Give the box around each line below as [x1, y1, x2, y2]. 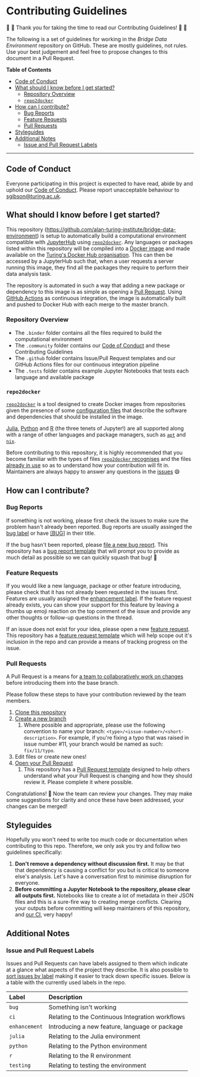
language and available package [14, 373, 95, 380]
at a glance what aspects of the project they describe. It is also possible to [6, 966, 189, 973]
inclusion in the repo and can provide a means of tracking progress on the [6, 638, 187, 645]
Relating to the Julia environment [48, 1032, 141, 1040]
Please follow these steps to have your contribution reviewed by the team [6, 691, 186, 698]
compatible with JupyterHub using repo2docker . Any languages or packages [6, 238, 193, 245]
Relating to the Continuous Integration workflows [48, 1013, 186, 1021]
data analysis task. [6, 270, 52, 277]
